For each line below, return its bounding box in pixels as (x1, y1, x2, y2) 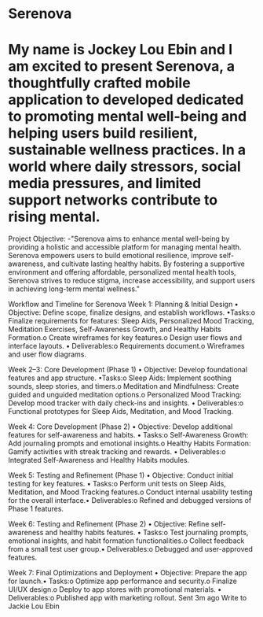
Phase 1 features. (8, 504, 64, 514)
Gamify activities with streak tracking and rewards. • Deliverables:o (8, 447, 226, 456)
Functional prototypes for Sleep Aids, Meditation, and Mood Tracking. (8, 407, 234, 416)
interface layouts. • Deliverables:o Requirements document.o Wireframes (8, 342, 245, 351)
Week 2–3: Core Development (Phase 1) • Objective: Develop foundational (8, 365, 248, 375)
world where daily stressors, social (8, 158, 241, 175)
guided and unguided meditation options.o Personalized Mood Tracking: (8, 390, 242, 400)
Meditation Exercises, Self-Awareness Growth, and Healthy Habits (8, 324, 221, 334)
